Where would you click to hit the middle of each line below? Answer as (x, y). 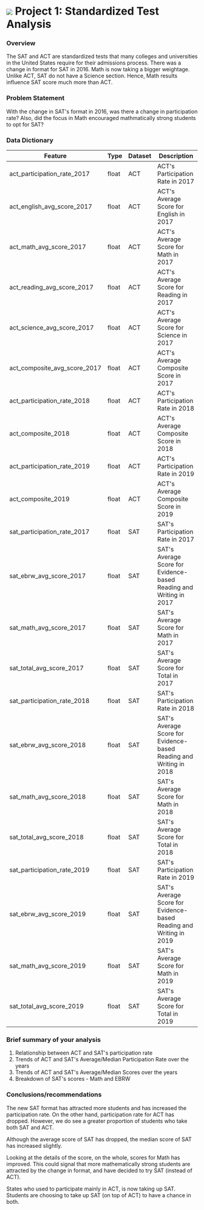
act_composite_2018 (39, 434)
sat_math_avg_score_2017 (48, 628)
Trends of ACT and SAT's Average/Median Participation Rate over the (102, 1060)
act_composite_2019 (39, 499)
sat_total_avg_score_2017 (46, 668)
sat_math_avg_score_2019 (48, 966)
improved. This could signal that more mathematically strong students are (98, 1164)
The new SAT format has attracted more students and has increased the (97, 1108)
